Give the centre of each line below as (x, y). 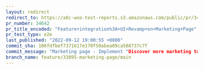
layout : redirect (28, 12)
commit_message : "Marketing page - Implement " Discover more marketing (98, 52)
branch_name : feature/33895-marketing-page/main (69, 57)
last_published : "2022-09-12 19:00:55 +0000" (64, 40)
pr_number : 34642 (28, 23)
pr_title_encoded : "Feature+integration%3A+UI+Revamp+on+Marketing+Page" (101, 29)
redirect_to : (22, 18)
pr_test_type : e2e (29, 35)
